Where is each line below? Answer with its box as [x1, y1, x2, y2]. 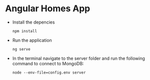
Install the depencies [12, 19, 55, 25]
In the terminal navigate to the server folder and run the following [12, 55, 145, 61]
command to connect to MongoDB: [12, 60, 84, 66]
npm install [12, 28, 37, 33]
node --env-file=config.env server [12, 70, 86, 75]
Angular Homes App [5, 3, 91, 14]
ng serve [12, 47, 31, 52]
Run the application [12, 37, 52, 43]
